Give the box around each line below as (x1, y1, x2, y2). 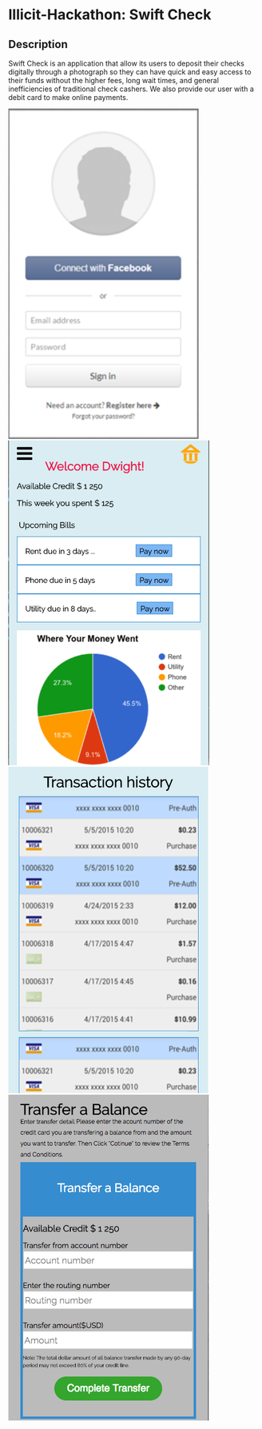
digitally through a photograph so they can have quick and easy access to (8, 67, 252, 77)
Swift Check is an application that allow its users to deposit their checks (8, 58, 245, 68)
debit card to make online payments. (8, 93, 129, 102)
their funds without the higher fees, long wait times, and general (8, 76, 220, 85)
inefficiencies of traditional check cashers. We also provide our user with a (8, 84, 254, 94)
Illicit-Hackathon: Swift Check (8, 6, 212, 24)
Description (8, 38, 68, 51)
